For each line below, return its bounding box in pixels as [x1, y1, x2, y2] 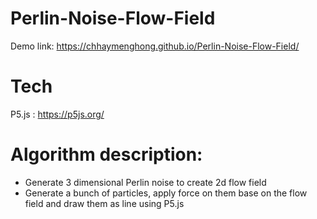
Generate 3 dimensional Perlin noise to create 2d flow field [24, 176, 267, 188]
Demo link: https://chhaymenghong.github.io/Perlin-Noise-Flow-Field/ [10, 40, 300, 52]
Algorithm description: [10, 143, 203, 166]
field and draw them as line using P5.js [24, 197, 185, 209]
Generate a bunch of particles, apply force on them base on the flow [24, 187, 308, 199]
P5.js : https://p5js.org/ [10, 108, 105, 120]
